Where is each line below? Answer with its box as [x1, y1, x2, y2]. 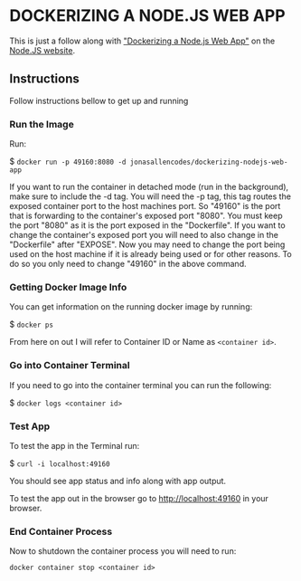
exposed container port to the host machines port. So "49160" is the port [9, 201, 281, 212]
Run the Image [9, 118, 74, 130]
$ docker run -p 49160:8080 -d [9, 156, 127, 167]
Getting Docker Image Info [9, 281, 127, 293]
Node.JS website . [9, 44, 75, 55]
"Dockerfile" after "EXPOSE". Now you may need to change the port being [9, 239, 286, 250]
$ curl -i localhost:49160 [9, 458, 110, 469]
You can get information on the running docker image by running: [9, 301, 253, 312]
